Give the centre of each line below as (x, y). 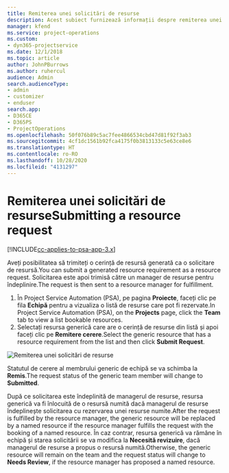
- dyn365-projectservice (43, 45)
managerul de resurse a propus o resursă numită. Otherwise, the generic (109, 447)
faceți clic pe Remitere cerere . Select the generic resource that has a (114, 334)
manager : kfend (29, 26)
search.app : (24, 109)
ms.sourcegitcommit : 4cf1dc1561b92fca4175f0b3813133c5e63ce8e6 (99, 142)
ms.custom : (23, 39)
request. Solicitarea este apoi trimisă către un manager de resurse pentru (110, 277)
